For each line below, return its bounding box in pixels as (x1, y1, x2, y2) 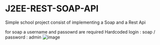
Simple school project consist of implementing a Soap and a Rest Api (5, 19, 146, 25)
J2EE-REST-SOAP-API (5, 3, 99, 14)
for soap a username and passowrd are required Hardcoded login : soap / (5, 29, 156, 35)
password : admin (5, 34, 42, 40)
